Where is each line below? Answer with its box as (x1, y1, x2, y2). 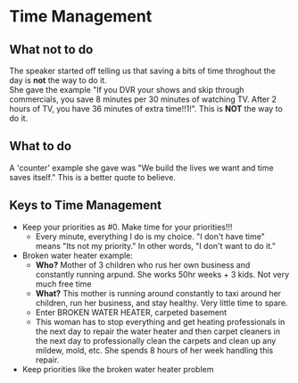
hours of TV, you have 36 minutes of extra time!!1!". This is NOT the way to (9, 104, 283, 113)
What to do (9, 138, 72, 154)
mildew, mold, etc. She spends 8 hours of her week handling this (35, 345, 274, 355)
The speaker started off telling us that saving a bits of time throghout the (9, 65, 277, 76)
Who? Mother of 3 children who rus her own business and (35, 259, 251, 270)
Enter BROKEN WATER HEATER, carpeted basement (35, 306, 228, 318)
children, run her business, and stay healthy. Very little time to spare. (35, 297, 288, 308)
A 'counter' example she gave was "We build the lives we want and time (9, 162, 274, 173)
